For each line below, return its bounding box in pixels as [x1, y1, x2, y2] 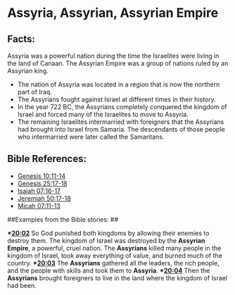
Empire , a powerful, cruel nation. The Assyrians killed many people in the [7, 244, 222, 252]
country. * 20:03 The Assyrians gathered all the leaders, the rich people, [7, 258, 220, 267]
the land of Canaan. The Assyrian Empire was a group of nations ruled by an [7, 59, 229, 68]
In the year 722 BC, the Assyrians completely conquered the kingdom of [17, 103, 227, 111]
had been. [7, 281, 37, 289]
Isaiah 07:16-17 [17, 187, 61, 195]
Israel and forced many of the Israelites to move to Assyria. [17, 111, 189, 118]
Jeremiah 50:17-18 [17, 194, 72, 202]
